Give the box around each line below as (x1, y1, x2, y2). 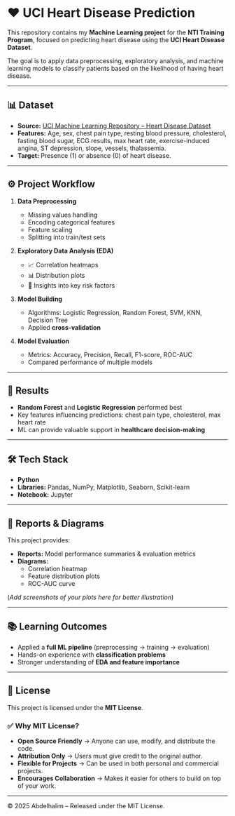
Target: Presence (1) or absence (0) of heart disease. (17, 151, 171, 159)
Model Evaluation (17, 337, 70, 345)
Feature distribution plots (27, 572, 100, 580)
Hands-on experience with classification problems (17, 650, 166, 659)
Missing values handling (27, 210, 98, 219)
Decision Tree (27, 316, 69, 324)
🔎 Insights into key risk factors (27, 281, 115, 289)
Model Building (17, 295, 63, 303)
